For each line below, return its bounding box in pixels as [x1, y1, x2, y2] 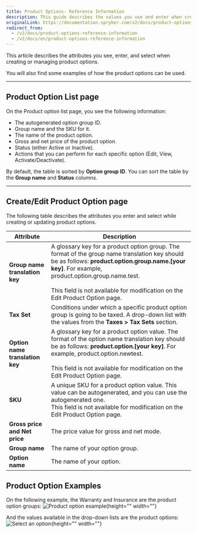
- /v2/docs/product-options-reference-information [11, 31, 138, 36]
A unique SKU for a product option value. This [50, 381, 177, 389]
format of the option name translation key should [50, 335, 185, 343]
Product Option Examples [6, 481, 101, 491]
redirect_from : [6, 25, 43, 31]
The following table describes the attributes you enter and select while [6, 212, 176, 219]
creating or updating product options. [6, 218, 97, 225]
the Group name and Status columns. [6, 174, 98, 181]
